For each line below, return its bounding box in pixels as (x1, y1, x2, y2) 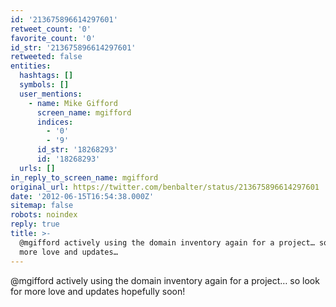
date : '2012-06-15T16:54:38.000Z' (10, 191, 155, 201)
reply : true (10, 219, 60, 230)
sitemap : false (10, 201, 74, 211)
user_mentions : (19, 89, 83, 99)
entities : (10, 61, 52, 71)
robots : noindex (10, 210, 78, 220)
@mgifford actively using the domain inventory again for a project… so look (10, 274, 320, 286)
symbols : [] (19, 80, 70, 90)
